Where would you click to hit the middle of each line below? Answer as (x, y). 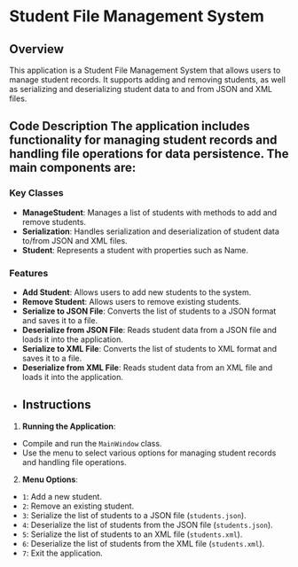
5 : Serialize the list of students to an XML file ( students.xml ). (132, 534)
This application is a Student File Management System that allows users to (145, 70)
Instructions (56, 405)
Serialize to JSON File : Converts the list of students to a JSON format (149, 311)
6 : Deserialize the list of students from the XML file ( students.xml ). (143, 543)
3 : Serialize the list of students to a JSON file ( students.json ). (134, 515)
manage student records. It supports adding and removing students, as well (148, 80)
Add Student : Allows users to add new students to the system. (137, 292)
